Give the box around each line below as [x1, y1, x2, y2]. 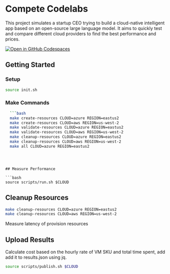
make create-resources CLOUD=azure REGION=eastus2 [10, 115, 119, 121]
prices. [5, 36, 20, 42]
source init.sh [5, 87, 38, 92]
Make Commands [5, 99, 50, 107]
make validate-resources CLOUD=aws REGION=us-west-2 [10, 130, 124, 135]
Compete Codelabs [5, 3, 88, 15]
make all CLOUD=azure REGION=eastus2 [10, 144, 90, 149]
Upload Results [5, 235, 54, 244]
